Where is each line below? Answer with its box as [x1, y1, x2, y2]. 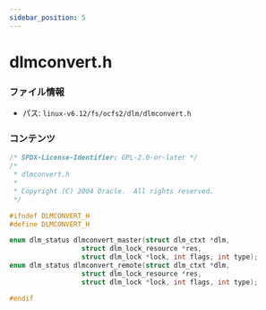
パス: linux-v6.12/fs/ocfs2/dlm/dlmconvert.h [21, 108, 192, 119]
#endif [9, 294, 34, 303]
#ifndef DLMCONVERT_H [9, 211, 90, 220]
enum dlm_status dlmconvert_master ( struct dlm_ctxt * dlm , [9, 235, 230, 245]
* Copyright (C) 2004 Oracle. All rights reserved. [13, 186, 215, 196]
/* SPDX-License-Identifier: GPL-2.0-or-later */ [9, 154, 199, 163]
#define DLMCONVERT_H [9, 219, 90, 229]
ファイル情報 [9, 85, 65, 98]
